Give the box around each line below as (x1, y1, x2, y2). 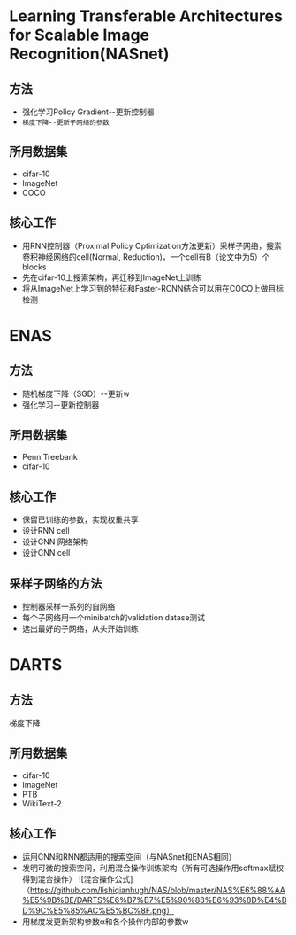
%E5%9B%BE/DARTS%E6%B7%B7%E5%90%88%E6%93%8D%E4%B (21, 894, 287, 905)
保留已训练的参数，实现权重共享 (21, 514, 139, 525)
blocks (21, 261, 47, 272)
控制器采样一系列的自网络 (21, 601, 116, 612)
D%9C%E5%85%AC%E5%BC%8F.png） (21, 905, 175, 916)
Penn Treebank (21, 452, 78, 463)
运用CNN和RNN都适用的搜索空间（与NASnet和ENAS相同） (21, 851, 237, 861)
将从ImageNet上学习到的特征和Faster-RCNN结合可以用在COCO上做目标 (21, 283, 285, 293)
